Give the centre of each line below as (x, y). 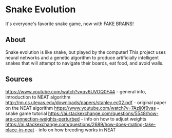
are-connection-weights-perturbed (43, 119)
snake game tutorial (26, 113)
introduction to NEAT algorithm (38, 97)
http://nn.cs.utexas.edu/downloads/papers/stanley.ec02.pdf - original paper (86, 102)
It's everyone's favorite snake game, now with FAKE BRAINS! (70, 24)
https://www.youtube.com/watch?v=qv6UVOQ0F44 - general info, (76, 91)
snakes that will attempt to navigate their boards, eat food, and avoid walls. (84, 63)
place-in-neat (20, 130)
